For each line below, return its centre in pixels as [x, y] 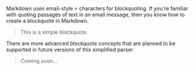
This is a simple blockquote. [54, 32]
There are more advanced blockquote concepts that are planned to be [91, 43]
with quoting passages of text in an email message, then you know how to [96, 15]
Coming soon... [39, 61]
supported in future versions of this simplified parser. [70, 50]
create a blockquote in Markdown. [47, 21]
